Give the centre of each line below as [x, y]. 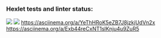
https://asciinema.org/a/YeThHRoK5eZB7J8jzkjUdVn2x [88, 23]
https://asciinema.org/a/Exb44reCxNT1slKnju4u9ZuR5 [73, 29]
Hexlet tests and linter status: [50, 9]
